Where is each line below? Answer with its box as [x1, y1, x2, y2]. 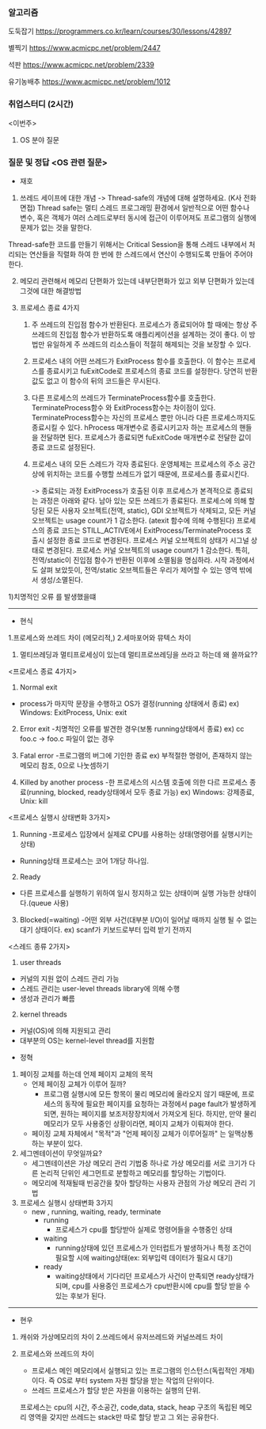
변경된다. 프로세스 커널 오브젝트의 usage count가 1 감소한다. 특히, [46, 545, 250, 555]
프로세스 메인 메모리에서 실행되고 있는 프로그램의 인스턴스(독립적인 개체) [31, 1366, 255, 1375]
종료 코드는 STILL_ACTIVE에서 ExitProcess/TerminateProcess [46, 525, 244, 535]
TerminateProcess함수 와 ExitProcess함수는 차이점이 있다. [31, 402, 216, 412]
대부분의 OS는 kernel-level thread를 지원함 [19, 1036, 155, 1045]
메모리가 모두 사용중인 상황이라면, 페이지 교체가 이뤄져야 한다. [43, 1119, 234, 1128]
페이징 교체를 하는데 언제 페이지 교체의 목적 [19, 1069, 154, 1078]
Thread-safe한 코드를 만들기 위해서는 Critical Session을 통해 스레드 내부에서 [8, 239, 248, 249]
